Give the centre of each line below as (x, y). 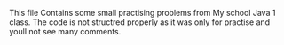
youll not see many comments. (65, 31)
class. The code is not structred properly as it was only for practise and (140, 22)
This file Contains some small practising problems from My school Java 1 (142, 13)
